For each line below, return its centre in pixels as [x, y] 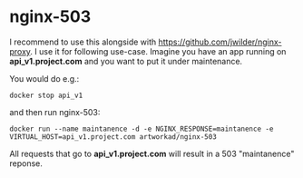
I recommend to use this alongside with [83, 42]
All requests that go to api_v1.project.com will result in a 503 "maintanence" [152, 153]
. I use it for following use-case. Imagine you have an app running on [158, 51]
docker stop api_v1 [46, 95]
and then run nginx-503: [55, 112]
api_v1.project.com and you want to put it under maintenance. [126, 61]
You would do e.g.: [44, 78]
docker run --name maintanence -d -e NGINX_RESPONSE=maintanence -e [142, 129]
